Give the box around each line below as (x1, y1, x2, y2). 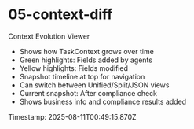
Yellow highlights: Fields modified (19, 63, 128, 72)
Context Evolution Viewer (8, 31, 90, 41)
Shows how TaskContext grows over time (19, 46, 155, 56)
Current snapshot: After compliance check (19, 88, 158, 98)
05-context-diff (8, 6, 113, 24)
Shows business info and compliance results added (19, 97, 187, 106)
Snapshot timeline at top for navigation (19, 72, 145, 81)
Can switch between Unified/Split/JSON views (19, 80, 170, 90)
